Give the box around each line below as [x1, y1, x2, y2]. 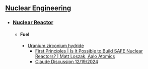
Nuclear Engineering [5, 4, 71, 12]
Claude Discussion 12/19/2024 [35, 58, 98, 64]
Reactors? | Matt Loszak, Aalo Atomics [35, 53, 115, 59]
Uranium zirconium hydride [27, 42, 84, 48]
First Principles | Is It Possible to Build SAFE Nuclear [35, 47, 143, 54]
